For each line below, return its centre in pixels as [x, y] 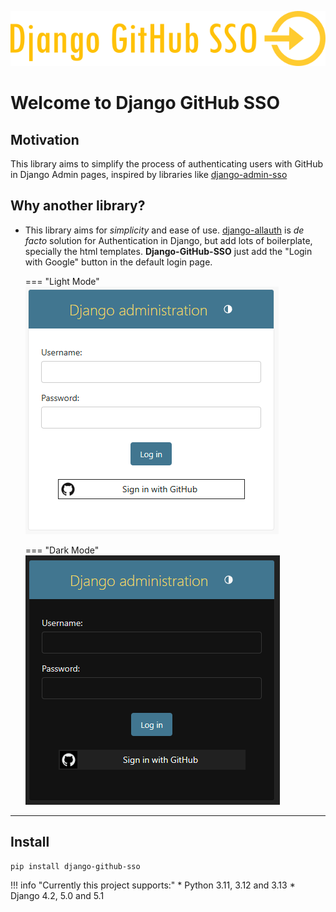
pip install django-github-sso [75, 866]
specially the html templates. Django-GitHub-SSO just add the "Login [168, 251]
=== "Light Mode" [62, 281]
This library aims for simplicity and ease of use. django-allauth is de [164, 230]
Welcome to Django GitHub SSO [145, 103]
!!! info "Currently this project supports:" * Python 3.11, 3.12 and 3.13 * [153, 885]
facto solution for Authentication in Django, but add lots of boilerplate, [168, 240]
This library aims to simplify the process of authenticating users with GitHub [167, 163]
